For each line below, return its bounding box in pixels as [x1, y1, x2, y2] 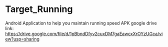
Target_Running [5, 3, 73, 15]
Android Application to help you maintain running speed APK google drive [5, 20, 157, 26]
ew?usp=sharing [5, 36, 40, 42]
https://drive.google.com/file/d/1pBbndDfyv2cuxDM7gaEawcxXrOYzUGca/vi [5, 30, 163, 36]
